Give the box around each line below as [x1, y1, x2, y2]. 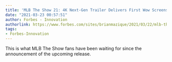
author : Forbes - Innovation [5, 17, 68, 22]
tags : [5, 27, 17, 32]
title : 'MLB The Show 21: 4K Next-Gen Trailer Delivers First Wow [5, 7, 150, 13]
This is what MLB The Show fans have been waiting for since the [5, 46, 142, 51]
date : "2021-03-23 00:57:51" [5, 12, 68, 17]
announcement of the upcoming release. [5, 51, 91, 57]
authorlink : [5, 22, 31, 27]
